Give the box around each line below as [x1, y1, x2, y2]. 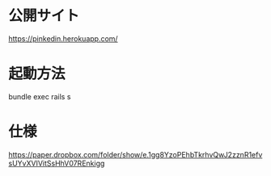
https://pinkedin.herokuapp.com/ [8, 33, 119, 44]
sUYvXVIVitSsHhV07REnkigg [8, 158, 105, 168]
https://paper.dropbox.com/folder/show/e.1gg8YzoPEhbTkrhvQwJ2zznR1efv [8, 149, 263, 159]
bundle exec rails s [8, 91, 71, 101]
